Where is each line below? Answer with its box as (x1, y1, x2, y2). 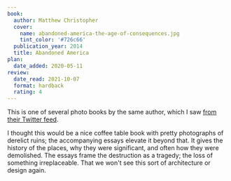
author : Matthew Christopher (13, 17, 99, 24)
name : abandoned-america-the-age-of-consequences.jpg (20, 29, 180, 37)
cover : (13, 23, 33, 30)
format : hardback (13, 82, 64, 89)
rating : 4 (13, 88, 42, 95)
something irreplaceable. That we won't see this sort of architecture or (7, 159, 211, 167)
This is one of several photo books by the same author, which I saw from (7, 108, 217, 116)
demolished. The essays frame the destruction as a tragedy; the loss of (7, 152, 213, 160)
